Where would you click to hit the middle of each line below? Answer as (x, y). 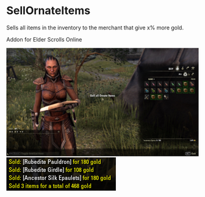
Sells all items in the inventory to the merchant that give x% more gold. (95, 28)
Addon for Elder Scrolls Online (44, 39)
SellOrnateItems (48, 11)
